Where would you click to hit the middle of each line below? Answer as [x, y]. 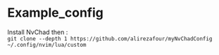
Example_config [55, 13]
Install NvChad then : [38, 32]
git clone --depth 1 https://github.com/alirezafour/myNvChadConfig [110, 39]
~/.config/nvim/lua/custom [47, 45]
